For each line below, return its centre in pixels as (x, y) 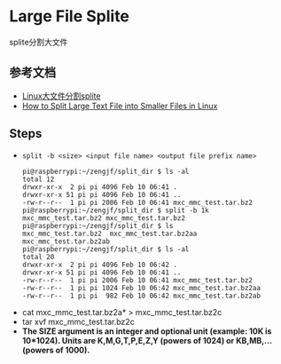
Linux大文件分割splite (61, 96)
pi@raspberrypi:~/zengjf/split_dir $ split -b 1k (116, 210)
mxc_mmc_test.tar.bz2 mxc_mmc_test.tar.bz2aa (109, 233)
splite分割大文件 (39, 42)
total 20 (38, 257)
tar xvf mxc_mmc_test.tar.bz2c (78, 321)
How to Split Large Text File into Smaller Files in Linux (120, 106)
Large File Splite (70, 16)
